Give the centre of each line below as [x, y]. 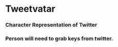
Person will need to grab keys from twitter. [59, 39]
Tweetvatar [30, 9]
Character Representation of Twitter [51, 25]
